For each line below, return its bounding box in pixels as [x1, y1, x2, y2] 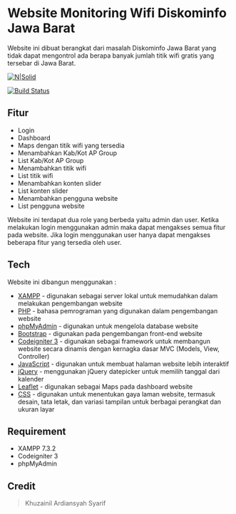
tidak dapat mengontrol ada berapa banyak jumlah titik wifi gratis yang [7, 51, 215, 60]
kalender [17, 374, 44, 383]
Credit [7, 480, 36, 492]
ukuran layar [17, 404, 55, 414]
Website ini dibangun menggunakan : [7, 278, 117, 286]
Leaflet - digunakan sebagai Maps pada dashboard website [17, 382, 193, 391]
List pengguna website [17, 201, 85, 210]
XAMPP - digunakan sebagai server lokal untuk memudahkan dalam [17, 291, 218, 300]
